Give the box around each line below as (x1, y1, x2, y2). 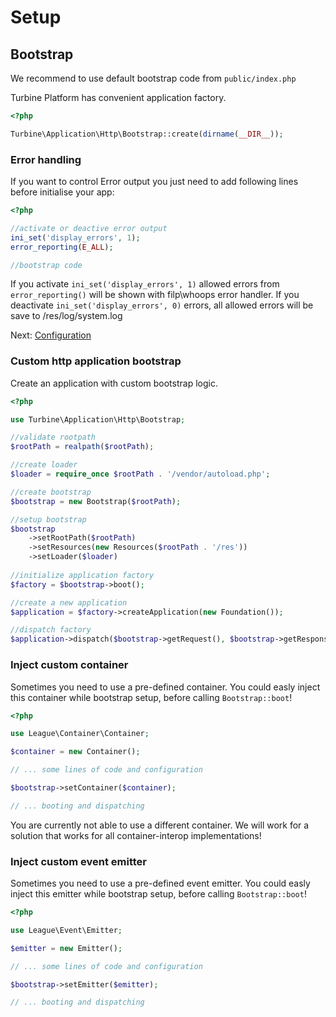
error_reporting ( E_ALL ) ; (10, 242, 114, 252)
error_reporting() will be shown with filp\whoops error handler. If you (10, 289, 300, 301)
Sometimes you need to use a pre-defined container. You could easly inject (10, 681, 321, 693)
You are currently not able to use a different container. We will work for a (10, 819, 310, 831)
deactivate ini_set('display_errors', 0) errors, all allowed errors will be (10, 299, 314, 311)
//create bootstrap (10, 487, 92, 497)
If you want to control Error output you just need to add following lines (10, 176, 299, 188)
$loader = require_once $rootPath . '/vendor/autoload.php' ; (10, 469, 271, 480)
